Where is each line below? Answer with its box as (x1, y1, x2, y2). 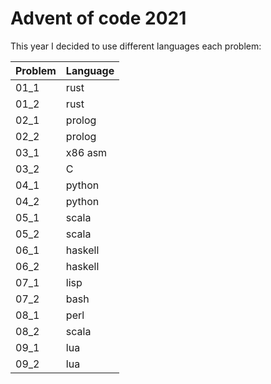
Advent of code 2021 (10, 7, 187, 30)
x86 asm (65, 145, 108, 159)
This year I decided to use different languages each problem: (10, 40, 262, 52)
